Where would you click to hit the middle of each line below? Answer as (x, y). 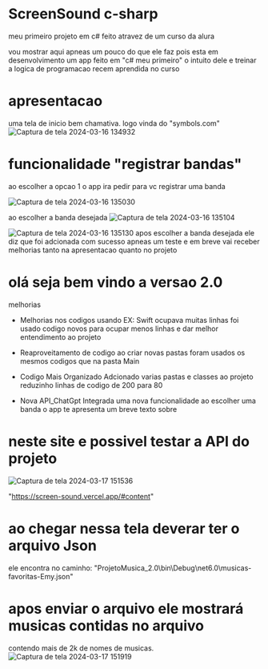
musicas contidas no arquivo (106, 625)
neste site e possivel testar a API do (129, 441)
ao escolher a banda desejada (58, 217)
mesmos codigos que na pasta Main (80, 361)
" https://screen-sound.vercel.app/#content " (81, 496)
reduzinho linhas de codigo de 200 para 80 (91, 385)
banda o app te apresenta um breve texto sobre (98, 409)
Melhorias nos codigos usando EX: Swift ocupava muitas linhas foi (129, 320)
